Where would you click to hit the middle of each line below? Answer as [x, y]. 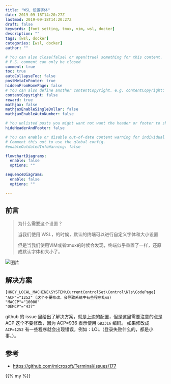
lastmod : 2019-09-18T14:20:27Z [38, 19]
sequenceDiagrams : [25, 175]
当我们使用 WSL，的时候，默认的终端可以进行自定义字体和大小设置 [88, 235]
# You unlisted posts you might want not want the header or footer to [83, 123]
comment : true [20, 67]
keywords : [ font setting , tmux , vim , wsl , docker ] [60, 29]
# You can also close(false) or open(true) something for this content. [84, 57]
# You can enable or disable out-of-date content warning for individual [85, 137]
